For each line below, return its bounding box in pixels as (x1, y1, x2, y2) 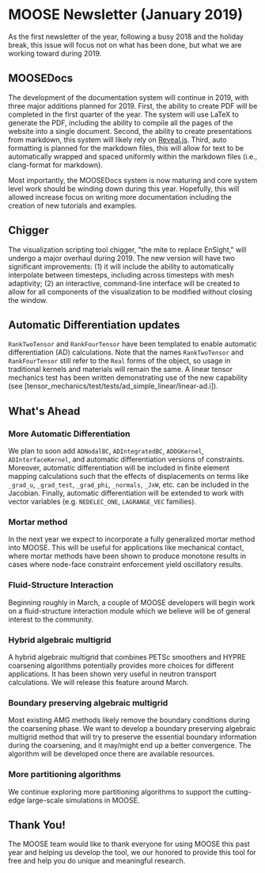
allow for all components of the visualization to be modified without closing (8, 287, 253, 297)
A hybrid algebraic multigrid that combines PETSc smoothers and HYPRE (8, 652, 247, 661)
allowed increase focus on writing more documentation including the (8, 192, 232, 201)
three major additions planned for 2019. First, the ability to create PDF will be (8, 101, 258, 110)
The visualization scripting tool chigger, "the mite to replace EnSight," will (8, 244, 247, 255)
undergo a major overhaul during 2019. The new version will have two (8, 253, 236, 262)
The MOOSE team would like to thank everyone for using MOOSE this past (8, 839, 251, 849)
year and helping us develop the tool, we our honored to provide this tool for (8, 848, 257, 857)
